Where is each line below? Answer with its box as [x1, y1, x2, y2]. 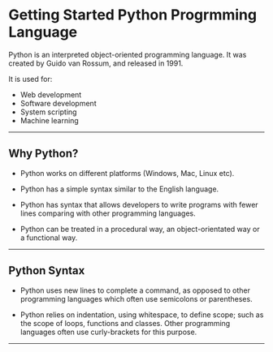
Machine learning [19, 115, 79, 125]
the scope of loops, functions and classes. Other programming [19, 318, 231, 328]
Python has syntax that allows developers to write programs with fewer [19, 200, 258, 209]
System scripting [19, 107, 77, 117]
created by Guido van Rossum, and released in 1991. [8, 58, 184, 68]
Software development [19, 98, 97, 108]
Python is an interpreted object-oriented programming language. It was [8, 49, 247, 59]
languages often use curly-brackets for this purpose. [19, 327, 197, 337]
